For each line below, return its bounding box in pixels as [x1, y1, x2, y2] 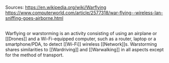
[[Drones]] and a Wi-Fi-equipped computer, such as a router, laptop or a [5, 36, 156, 42]
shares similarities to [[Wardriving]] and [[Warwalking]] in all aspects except [5, 47, 164, 52]
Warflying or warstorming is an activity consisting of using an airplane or [5, 30, 157, 36]
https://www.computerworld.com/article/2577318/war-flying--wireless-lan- [5, 10, 163, 16]
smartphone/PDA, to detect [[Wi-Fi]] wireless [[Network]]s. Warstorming [5, 41, 157, 47]
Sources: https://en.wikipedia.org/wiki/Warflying [5, 5, 107, 10]
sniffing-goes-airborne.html [5, 15, 63, 21]
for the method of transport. [5, 52, 64, 58]
